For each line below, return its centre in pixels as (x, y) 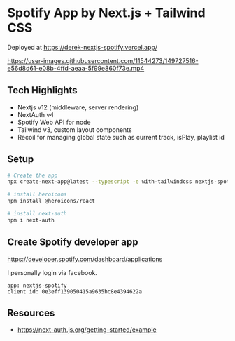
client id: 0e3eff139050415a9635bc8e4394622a (74, 292)
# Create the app (33, 175)
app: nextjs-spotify (37, 286)
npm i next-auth (31, 220)
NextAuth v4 (36, 114)
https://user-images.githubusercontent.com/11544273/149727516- (103, 60)
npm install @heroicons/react (51, 201)
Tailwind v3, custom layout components (74, 129)
